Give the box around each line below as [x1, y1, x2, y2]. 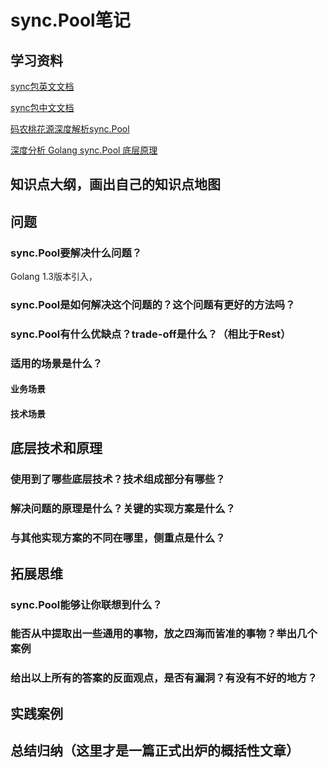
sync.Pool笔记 [10, 9, 131, 32]
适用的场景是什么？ [10, 356, 103, 370]
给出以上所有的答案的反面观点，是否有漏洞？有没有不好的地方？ [10, 671, 318, 685]
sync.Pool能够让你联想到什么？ [10, 597, 163, 611]
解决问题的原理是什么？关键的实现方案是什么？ [10, 502, 236, 516]
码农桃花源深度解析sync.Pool [10, 123, 130, 135]
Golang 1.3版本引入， [10, 271, 98, 283]
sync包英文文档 [10, 81, 75, 92]
